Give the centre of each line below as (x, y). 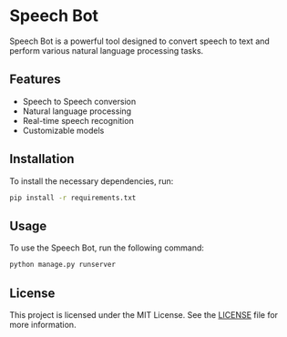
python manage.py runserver (63, 265)
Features (35, 80)
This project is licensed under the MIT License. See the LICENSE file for (144, 314)
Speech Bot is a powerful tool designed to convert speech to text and (140, 41)
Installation (42, 159)
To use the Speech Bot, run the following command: (107, 248)
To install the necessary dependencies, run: (92, 181)
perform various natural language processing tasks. (107, 50)
